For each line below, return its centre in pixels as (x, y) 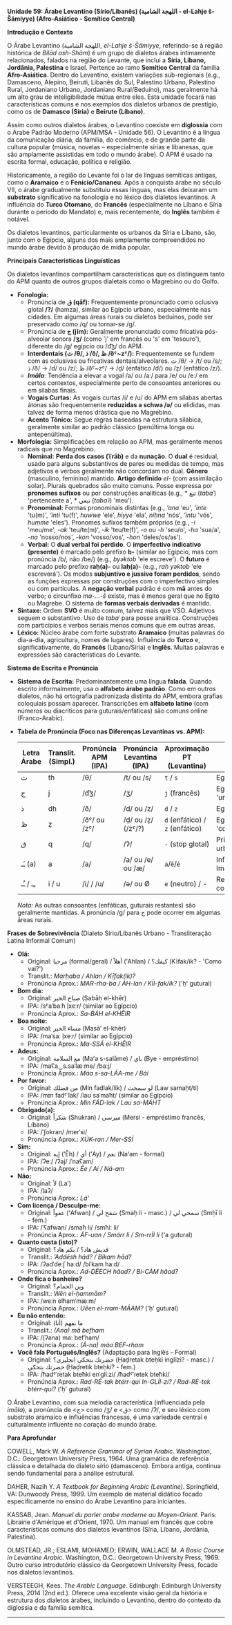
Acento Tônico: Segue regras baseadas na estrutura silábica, (115, 420)
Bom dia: (30, 990)
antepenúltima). (50, 434)
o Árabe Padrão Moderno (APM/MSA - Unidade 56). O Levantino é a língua (114, 132)
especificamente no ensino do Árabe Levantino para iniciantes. (97, 1501)
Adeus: (28, 1051)
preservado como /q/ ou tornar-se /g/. (82, 324)
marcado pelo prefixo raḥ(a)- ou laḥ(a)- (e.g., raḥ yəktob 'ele (115, 566)
